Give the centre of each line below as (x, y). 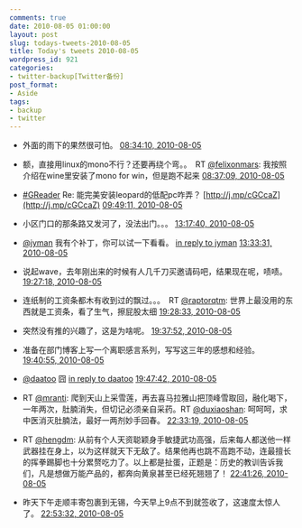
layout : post (34, 34)
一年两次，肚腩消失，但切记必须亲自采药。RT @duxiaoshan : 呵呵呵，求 (155, 409)
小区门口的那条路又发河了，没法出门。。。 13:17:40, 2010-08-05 (138, 224)
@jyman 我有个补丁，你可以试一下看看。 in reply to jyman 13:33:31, (147, 243)
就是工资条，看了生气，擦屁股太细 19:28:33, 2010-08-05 (135, 311)
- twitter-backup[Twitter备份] (67, 77)
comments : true (38, 18)
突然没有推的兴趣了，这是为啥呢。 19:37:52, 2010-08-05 (127, 331)
